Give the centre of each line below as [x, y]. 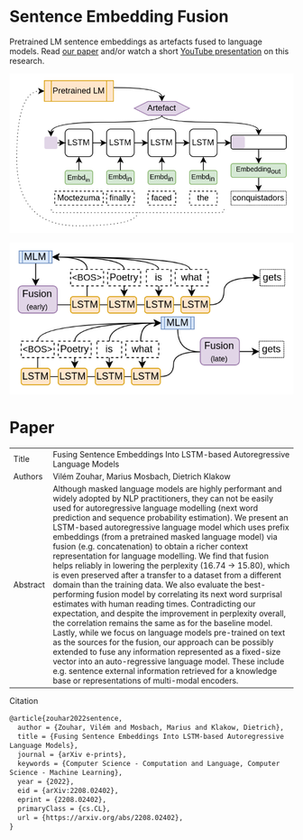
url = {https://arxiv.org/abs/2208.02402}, [100, 817]
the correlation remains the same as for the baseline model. [163, 623]
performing [73, 595]
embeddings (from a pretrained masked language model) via [165, 537]
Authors [28, 476]
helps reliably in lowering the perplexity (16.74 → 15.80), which [171, 566]
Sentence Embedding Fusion [119, 17]
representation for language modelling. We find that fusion [161, 556]
